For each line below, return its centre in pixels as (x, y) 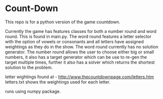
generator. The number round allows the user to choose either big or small (80, 52)
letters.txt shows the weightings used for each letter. (58, 82)
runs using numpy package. (33, 91)
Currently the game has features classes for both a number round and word (81, 31)
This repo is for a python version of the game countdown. (63, 22)
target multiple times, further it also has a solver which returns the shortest (80, 62)
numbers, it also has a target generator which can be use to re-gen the (76, 57)
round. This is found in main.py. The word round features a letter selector (78, 36)
